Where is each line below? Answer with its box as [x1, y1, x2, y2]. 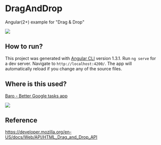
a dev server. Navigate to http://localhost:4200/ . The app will [5, 61, 132, 66]
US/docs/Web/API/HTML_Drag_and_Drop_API [5, 134, 98, 140]
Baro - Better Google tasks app [5, 93, 68, 99]
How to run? [5, 42, 43, 51]
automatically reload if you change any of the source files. [5, 65, 122, 71]
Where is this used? [5, 80, 67, 88]
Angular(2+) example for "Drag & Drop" [5, 19, 85, 25]
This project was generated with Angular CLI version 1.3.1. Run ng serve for [5, 55, 156, 61]
